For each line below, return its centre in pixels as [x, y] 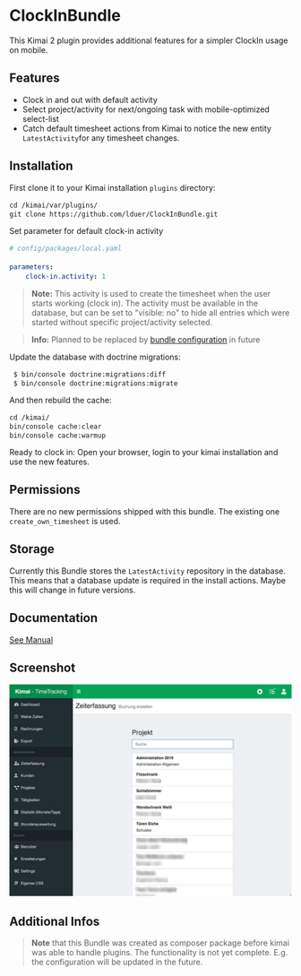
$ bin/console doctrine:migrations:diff [90, 375]
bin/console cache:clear [56, 427]
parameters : [31, 267]
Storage [32, 549]
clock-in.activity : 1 [65, 277]
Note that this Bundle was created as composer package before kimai [160, 943]
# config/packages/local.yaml [66, 248]
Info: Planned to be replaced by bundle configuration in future [146, 340]
